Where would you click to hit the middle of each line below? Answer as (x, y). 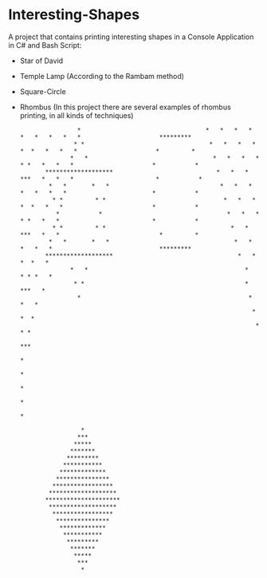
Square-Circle (43, 91)
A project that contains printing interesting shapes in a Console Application (131, 37)
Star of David (41, 61)
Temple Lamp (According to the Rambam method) (102, 76)
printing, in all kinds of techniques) (77, 115)
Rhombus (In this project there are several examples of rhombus (125, 107)
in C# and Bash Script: (45, 45)
